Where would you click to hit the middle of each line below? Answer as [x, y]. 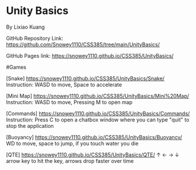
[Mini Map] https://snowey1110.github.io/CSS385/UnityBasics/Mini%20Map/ [98, 96]
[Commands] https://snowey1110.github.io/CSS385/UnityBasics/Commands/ [98, 113]
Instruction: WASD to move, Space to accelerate [64, 84]
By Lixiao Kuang [25, 27]
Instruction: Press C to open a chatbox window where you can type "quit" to [98, 119]
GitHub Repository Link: [35, 38]
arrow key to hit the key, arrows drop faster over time [70, 161]
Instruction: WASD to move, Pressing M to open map [69, 102]
